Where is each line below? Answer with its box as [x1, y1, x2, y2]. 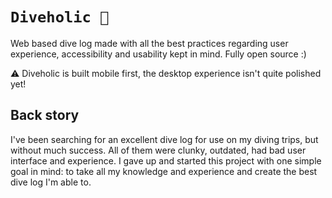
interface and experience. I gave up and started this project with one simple [10, 154, 322, 167]
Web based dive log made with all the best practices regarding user [10, 37, 289, 49]
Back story [10, 107, 80, 124]
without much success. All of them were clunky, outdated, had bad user [10, 144, 307, 156]
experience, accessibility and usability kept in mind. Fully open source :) [10, 48, 307, 60]
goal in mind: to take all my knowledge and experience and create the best [10, 165, 318, 177]
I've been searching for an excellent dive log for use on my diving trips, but [10, 133, 319, 145]
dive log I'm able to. [10, 176, 92, 188]
